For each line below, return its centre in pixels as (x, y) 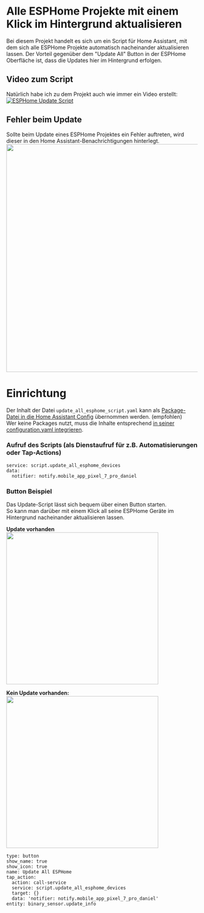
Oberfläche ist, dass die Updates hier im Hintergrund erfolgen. (84, 60)
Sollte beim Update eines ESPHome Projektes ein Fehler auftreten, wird (95, 134)
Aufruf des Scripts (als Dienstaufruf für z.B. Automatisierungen (102, 445)
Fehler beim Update (44, 120)
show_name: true (27, 861)
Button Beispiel (29, 491)
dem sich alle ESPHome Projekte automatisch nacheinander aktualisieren (98, 47)
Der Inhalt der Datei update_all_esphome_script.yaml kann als (83, 410)
